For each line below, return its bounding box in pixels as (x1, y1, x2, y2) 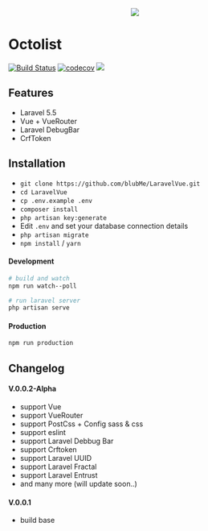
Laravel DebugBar (19, 125, 80, 135)
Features (8, 86, 54, 100)
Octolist (8, 35, 63, 54)
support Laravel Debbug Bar (19, 436, 114, 446)
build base (19, 516, 55, 525)
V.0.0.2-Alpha (8, 384, 57, 394)
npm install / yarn (19, 238, 82, 247)
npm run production (8, 339, 74, 347)
